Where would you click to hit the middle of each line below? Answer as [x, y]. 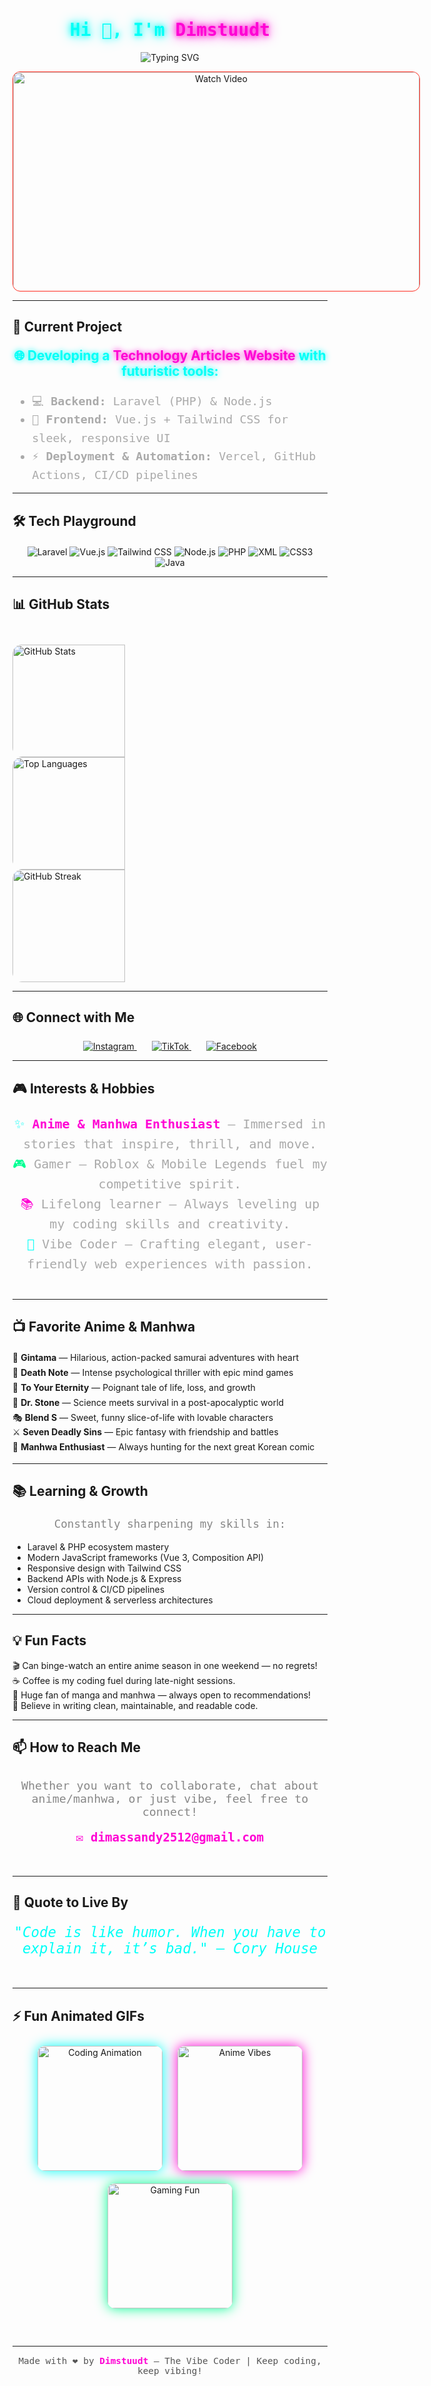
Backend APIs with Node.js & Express [104, 1579]
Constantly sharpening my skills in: [170, 1524]
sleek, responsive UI [101, 437]
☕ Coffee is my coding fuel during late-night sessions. [124, 1680]
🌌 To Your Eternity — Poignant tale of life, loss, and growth [134, 1388]
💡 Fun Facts [49, 1640]
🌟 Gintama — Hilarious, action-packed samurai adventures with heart [155, 1358]
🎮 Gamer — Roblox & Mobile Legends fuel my [170, 1163]
